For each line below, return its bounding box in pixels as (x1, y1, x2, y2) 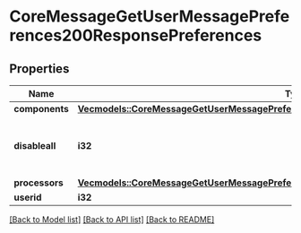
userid (13, 191, 42, 203)
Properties (9, 61, 70, 76)
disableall (13, 140, 56, 151)
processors (13, 177, 64, 189)
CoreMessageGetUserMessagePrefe (9, 6, 290, 27)
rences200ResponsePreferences (9, 25, 262, 46)
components (13, 103, 69, 115)
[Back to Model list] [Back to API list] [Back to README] (9, 214, 215, 225)
